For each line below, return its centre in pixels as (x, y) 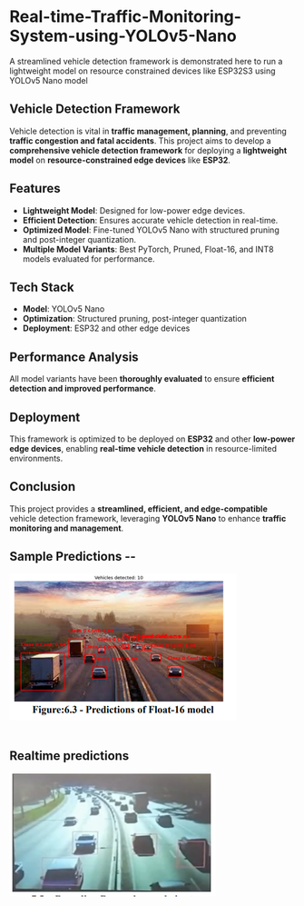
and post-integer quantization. (79, 239)
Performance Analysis (74, 357)
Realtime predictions (69, 756)
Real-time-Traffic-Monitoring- (126, 17)
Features (35, 189)
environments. (36, 458)
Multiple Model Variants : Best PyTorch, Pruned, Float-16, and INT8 (148, 249)
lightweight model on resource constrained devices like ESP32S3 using (142, 71)
